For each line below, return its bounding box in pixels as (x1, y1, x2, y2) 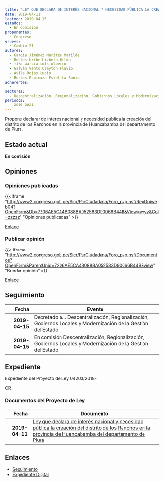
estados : (5, 21, 23, 26)
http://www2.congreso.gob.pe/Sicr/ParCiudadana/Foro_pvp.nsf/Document (7, 252, 158, 258)
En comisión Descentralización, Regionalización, (34, 334, 145, 341)
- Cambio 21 (9, 43, 34, 48)
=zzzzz (5, 214, 20, 220)
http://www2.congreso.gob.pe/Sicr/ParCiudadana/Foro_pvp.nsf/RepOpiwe (7, 198, 157, 204)
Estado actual (5, 140, 48, 149)
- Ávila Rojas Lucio (9, 71, 51, 76)
